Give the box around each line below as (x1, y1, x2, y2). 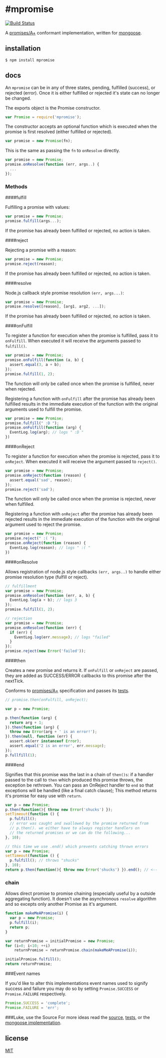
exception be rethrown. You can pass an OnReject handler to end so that (5, 782, 153, 788)
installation (5, 44, 41, 53)
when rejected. (5, 386, 36, 392)
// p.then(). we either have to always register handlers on (9, 826, 140, 831)
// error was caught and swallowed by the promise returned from (9, 821, 149, 826)
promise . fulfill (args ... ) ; (5, 218, 61, 223)
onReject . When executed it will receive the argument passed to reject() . (5, 459, 157, 465)
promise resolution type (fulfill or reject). (5, 574, 88, 580)
